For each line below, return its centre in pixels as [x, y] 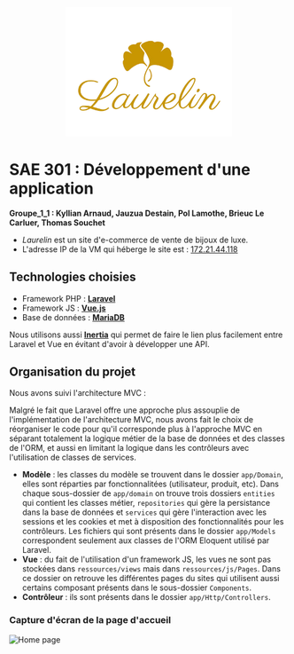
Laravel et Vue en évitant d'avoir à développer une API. [109, 343]
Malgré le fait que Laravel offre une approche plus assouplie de [125, 410]
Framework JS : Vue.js [64, 308]
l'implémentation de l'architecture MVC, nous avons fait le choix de [132, 420]
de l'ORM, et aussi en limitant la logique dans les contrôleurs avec [129, 448]
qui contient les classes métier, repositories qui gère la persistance [146, 503]
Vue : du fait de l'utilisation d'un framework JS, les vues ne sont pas [147, 559]
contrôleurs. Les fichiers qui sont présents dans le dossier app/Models [149, 532]
